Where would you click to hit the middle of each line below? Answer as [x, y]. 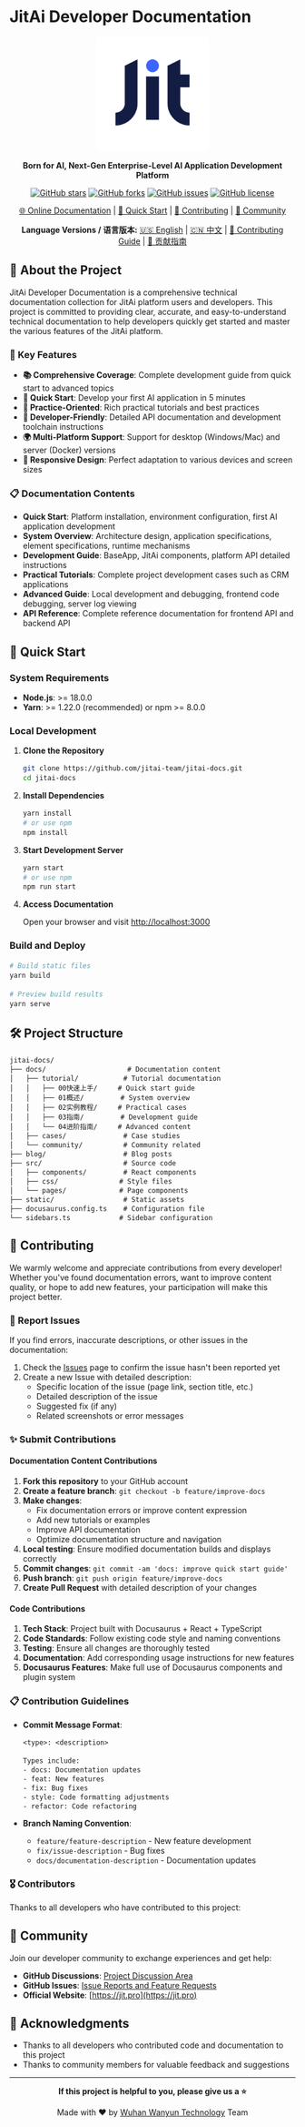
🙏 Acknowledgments [69, 2024]
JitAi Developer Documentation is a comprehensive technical [123, 292]
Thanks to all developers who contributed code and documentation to [153, 2045]
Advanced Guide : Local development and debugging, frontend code [151, 595]
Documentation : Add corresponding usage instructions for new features [158, 1658]
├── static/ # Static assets [97, 1199]
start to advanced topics [68, 388]
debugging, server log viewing [79, 604]
